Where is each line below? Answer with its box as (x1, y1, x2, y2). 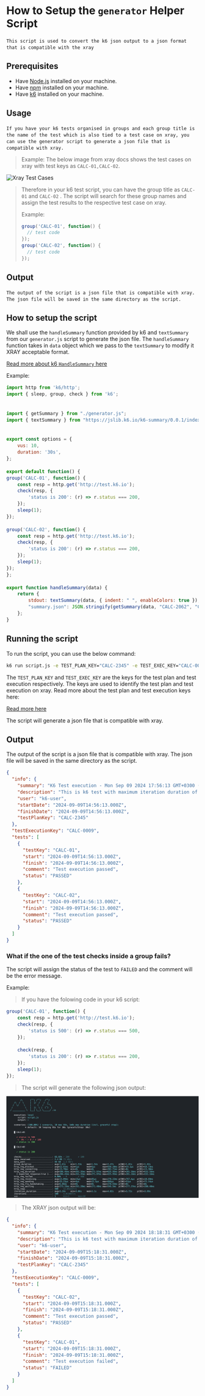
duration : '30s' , (17, 449, 62, 455)
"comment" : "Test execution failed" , (22, 1358, 119, 1365)
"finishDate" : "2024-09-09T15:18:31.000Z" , (17, 1255, 130, 1262)
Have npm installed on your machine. (15, 84, 109, 91)
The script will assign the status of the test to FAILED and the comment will (6, 966, 193, 973)
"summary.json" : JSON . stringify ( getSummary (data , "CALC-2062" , (28, 604, 192, 610)
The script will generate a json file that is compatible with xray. (6, 716, 164, 724)
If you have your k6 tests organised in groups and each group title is (6, 125, 195, 131)
